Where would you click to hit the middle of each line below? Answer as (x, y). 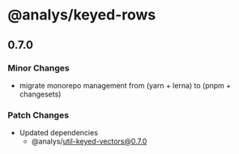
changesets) (40, 94)
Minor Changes (38, 68)
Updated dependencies (59, 133)
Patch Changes (38, 115)
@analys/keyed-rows (82, 15)
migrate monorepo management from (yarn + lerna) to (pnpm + (125, 85)
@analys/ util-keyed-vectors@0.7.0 (89, 141)
